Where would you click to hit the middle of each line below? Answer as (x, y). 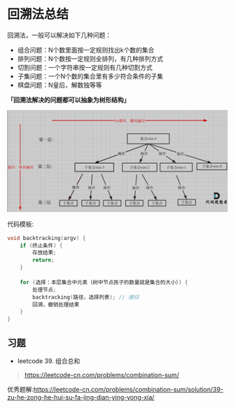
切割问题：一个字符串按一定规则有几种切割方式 (85, 67)
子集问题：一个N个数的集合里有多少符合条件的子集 (90, 76)
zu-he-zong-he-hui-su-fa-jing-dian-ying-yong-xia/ (81, 398)
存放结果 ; (45, 253)
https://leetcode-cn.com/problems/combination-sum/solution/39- (129, 390)
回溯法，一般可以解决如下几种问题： (59, 35)
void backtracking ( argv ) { (47, 238)
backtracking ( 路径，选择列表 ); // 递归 (86, 297)
